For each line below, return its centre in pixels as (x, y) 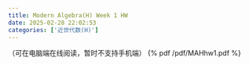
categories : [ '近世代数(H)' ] (53, 30)
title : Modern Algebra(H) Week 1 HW (68, 15)
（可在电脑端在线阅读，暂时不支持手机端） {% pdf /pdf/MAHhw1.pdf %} (125, 53)
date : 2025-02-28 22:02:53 (52, 23)
